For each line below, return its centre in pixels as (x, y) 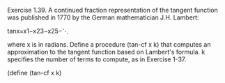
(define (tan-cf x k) (34, 73)
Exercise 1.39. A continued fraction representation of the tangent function (113, 10)
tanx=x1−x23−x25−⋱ (38, 31)
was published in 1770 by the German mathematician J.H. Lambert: (103, 17)
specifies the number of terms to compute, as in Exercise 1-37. (97, 59)
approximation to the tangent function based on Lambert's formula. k (106, 52)
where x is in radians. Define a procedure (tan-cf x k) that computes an (109, 44)
